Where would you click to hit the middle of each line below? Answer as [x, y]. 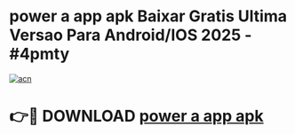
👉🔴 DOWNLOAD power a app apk [136, 116]
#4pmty [40, 54]
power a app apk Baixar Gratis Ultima [148, 16]
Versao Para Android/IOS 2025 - [131, 35]
